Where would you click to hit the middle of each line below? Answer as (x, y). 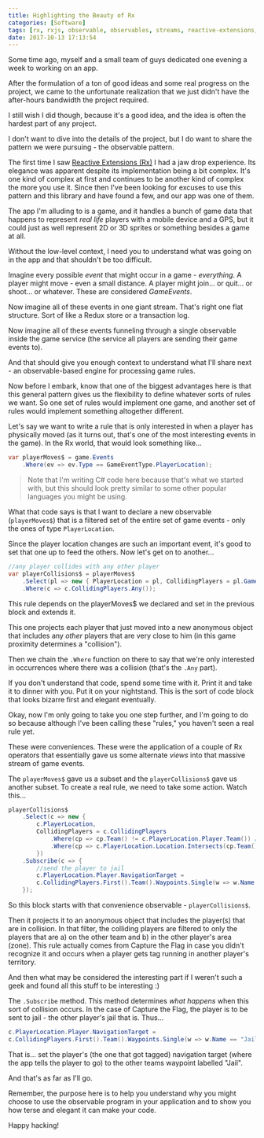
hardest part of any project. (52, 123)
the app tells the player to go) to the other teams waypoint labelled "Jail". (126, 1063)
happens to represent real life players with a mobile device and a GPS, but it (131, 219)
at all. (17, 236)
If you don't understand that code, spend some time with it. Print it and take (130, 683)
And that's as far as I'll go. (50, 1077)
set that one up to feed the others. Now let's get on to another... (111, 552)
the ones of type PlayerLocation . (62, 528)
